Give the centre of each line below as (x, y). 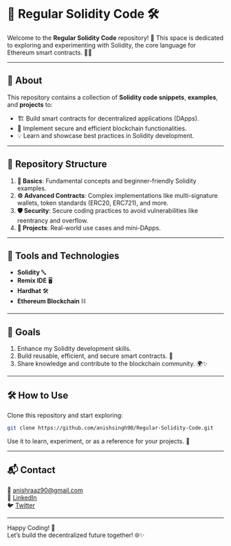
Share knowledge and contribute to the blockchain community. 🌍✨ (112, 364)
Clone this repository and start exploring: (65, 415)
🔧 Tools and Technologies (63, 255)
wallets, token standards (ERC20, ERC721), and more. (93, 203)
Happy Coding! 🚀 (31, 527)
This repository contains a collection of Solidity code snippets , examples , (113, 97)
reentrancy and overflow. (53, 220)
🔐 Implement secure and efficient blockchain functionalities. (102, 128)
